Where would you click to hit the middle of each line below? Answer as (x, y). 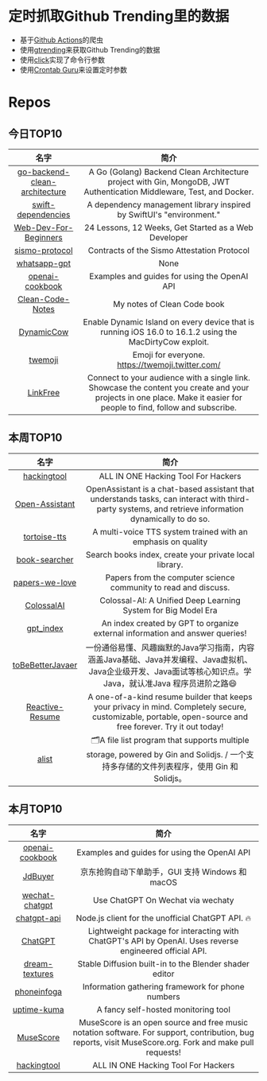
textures (38, 974)
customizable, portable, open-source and (170, 717)
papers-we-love (45, 582)
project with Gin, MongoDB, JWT (169, 181)
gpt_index (45, 628)
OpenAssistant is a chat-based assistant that (170, 488)
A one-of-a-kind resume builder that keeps (170, 697)
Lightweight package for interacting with (164, 931)
